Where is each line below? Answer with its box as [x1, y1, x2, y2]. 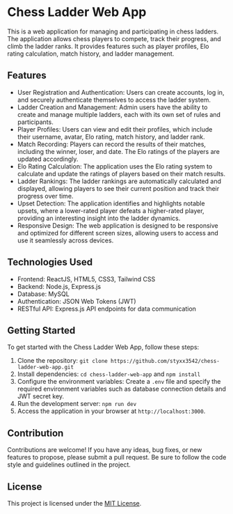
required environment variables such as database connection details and [17, 384, 226, 394]
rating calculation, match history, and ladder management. [7, 49, 175, 58]
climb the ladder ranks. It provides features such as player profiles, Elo [7, 42, 209, 50]
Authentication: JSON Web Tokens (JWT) [17, 297, 137, 305]
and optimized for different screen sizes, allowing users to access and [17, 228, 218, 237]
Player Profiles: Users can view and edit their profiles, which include [17, 125, 213, 133]
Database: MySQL [17, 290, 70, 298]
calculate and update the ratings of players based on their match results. [17, 169, 226, 178]
